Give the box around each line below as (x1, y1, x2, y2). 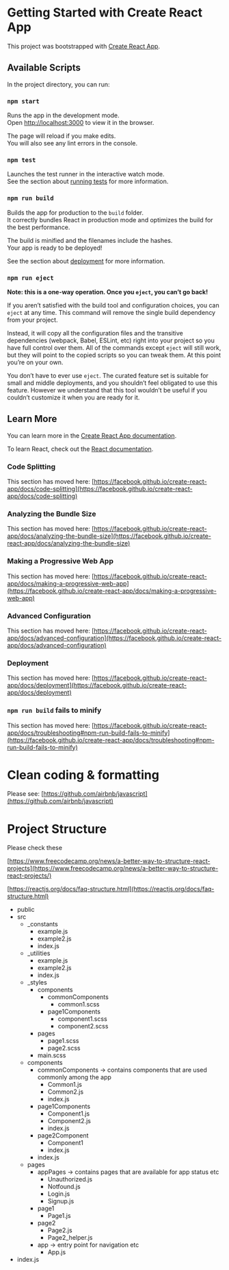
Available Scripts (7, 62, 81, 73)
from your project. (7, 316, 58, 324)
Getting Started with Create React (7, 5, 203, 21)
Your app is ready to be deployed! (7, 244, 103, 252)
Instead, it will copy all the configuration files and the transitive (7, 329, 183, 337)
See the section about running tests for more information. (7, 177, 169, 186)
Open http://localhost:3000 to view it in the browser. (7, 119, 154, 127)
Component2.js (47, 1117, 91, 1125)
